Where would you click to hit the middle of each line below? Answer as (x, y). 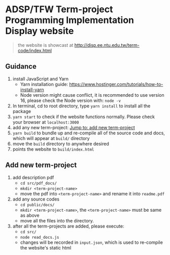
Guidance (21, 66)
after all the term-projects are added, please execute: (68, 226)
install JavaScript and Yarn (41, 79)
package (22, 111)
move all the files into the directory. (57, 220)
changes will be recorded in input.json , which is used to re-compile (92, 242)
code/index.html (35, 50)
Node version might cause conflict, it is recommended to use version (92, 95)
